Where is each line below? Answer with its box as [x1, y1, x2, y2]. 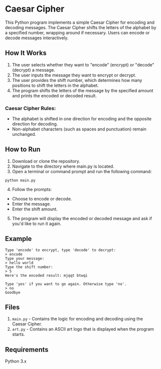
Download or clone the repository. [12, 158, 80, 164]
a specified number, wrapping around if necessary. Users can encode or [5, 30, 150, 35]
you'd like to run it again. [12, 221, 62, 226]
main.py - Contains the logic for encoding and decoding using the [12, 316, 143, 322]
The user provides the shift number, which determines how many [12, 77, 142, 83]
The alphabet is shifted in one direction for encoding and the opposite [12, 116, 152, 122]
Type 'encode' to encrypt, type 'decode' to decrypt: [5, 247, 116, 253]
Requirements [5, 345, 48, 353]
